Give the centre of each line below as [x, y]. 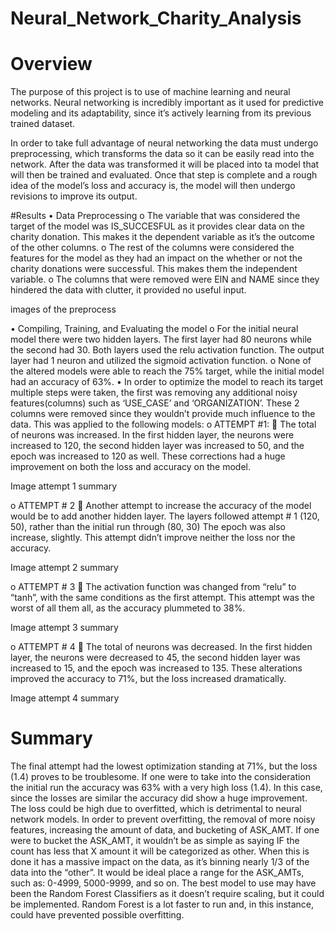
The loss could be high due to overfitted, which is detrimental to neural [156, 809]
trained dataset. [43, 124]
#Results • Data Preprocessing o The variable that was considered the [155, 216]
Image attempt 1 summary [64, 486]
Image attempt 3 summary [64, 628]
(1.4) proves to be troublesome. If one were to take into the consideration [161, 777]
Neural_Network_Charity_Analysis [156, 18]
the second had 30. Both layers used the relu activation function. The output [167, 350]
